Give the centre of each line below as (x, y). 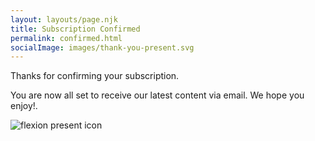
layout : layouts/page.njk (64, 19)
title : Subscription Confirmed (75, 29)
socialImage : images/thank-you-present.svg (102, 47)
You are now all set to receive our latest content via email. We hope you (157, 95)
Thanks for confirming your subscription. (95, 76)
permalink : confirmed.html (66, 38)
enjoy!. (24, 106)
